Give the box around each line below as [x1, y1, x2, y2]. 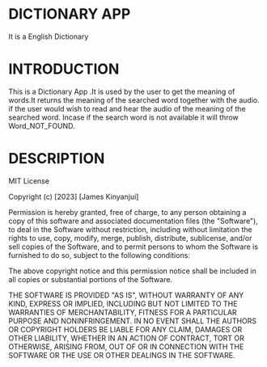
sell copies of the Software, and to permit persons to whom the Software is [8, 242, 259, 251]
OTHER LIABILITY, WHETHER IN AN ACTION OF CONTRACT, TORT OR [8, 333, 244, 343]
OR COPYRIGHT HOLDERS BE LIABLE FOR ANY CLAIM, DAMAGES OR [8, 324, 243, 334]
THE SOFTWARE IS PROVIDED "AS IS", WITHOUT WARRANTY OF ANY [8, 290, 244, 300]
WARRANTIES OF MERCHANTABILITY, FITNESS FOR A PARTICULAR [8, 307, 237, 317]
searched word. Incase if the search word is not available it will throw [8, 112, 239, 122]
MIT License [8, 175, 50, 186]
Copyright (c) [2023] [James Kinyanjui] [8, 192, 139, 201]
